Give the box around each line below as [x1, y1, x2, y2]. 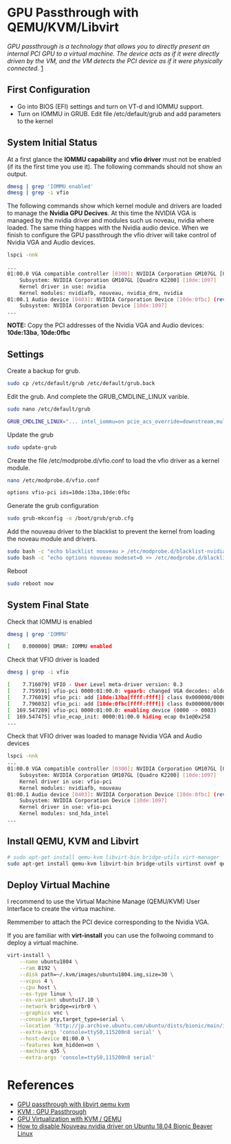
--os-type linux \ [19, 990, 72, 998]
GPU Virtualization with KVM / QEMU [16, 1115, 122, 1123]
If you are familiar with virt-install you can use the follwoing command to [7, 932, 214, 940]
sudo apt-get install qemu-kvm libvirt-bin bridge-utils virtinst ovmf [7, 860, 217, 867]
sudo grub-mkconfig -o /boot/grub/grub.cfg [7, 515, 134, 522]
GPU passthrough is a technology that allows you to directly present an [7, 42, 210, 50]
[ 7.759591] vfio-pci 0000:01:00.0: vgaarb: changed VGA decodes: [7, 687, 211, 695]
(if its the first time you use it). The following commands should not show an [7, 162, 222, 170]
